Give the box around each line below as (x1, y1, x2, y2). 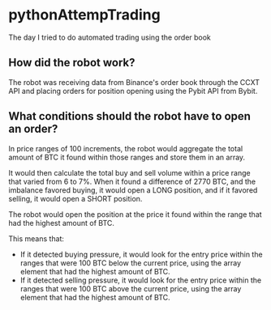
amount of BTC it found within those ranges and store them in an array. (8, 152, 246, 162)
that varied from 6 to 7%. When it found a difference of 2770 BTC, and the (8, 176, 256, 186)
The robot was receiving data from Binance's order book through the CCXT (8, 77, 260, 87)
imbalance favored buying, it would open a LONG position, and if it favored (8, 185, 258, 195)
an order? (8, 122, 58, 136)
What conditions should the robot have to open (8, 109, 252, 123)
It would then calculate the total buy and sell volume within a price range (8, 168, 251, 177)
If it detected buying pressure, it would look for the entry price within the (19, 249, 263, 259)
